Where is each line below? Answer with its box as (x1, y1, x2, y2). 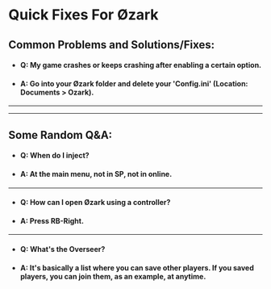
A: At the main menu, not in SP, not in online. (19, 169, 173, 178)
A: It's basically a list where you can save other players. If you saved (19, 262, 254, 272)
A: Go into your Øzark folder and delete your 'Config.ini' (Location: (19, 78, 248, 88)
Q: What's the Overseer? (19, 244, 106, 253)
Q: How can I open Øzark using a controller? (19, 198, 171, 207)
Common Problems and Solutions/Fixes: (8, 38, 215, 52)
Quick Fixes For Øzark (8, 6, 159, 24)
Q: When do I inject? (19, 151, 90, 161)
